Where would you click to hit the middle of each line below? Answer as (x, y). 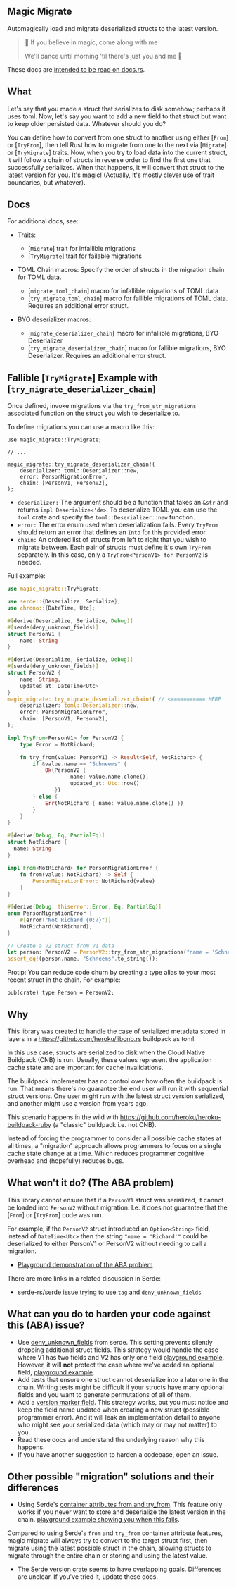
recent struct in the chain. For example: (64, 980)
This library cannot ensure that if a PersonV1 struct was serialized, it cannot (116, 1200)
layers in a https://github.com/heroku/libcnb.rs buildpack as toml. (102, 1038)
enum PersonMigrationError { (50, 913)
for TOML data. (39, 277)
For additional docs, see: (43, 221)
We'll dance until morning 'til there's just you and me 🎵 (103, 56)
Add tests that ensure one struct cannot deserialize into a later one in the (123, 1379)
